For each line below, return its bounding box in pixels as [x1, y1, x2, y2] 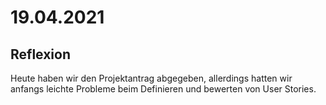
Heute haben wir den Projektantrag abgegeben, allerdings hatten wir [10, 72, 293, 84]
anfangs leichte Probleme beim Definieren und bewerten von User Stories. [10, 83, 317, 95]
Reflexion [10, 46, 72, 63]
